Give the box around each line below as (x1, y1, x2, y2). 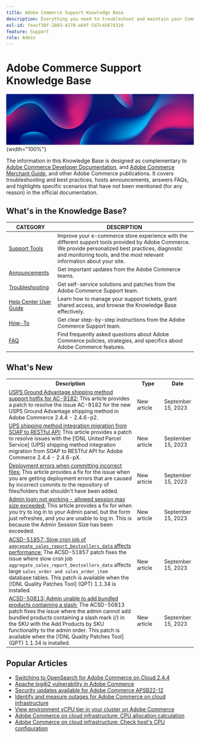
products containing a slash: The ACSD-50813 (8, 601, 125, 608)
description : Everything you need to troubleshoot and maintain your (6, 16, 183, 22)
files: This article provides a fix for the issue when (8, 469, 130, 476)
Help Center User (8, 299, 52, 306)
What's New (6, 362, 53, 373)
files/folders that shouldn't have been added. (8, 487, 119, 495)
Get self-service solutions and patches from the (57, 281, 176, 288)
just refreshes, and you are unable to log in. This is (8, 515, 132, 522)
